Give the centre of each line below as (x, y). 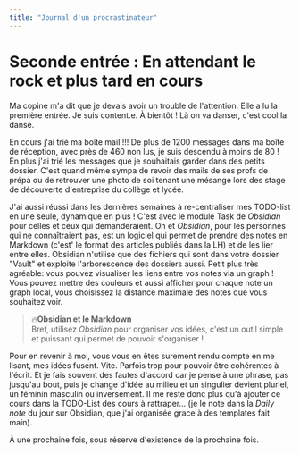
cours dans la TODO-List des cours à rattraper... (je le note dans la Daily (142, 403)
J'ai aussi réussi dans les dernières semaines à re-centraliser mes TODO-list (150, 206)
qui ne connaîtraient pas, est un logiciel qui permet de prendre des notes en (149, 235)
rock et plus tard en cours (106, 80)
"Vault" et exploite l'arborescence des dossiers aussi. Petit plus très (134, 264)
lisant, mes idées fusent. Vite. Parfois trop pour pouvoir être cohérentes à (144, 365)
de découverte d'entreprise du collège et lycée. (97, 189)
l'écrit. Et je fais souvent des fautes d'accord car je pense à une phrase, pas (149, 374)
